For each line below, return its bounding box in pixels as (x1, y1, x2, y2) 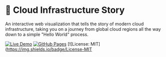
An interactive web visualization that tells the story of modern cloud (5, 21, 144, 27)
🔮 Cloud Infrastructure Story (5, 4, 125, 16)
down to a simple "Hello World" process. (5, 31, 89, 37)
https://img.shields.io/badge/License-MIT (6, 46, 92, 52)
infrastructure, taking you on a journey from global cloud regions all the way (5, 26, 161, 32)
